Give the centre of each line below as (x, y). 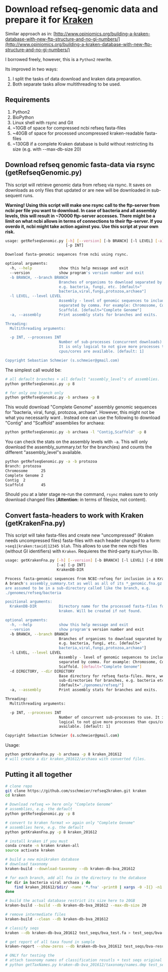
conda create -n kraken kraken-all (42, 846)
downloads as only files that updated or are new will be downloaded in (78, 190)
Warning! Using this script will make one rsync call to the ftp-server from (82, 205)
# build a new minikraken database (42, 859)
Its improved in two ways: (31, 69)
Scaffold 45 (25, 485)
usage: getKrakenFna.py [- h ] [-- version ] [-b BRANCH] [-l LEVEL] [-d (79, 561)
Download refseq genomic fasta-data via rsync (80, 165)
